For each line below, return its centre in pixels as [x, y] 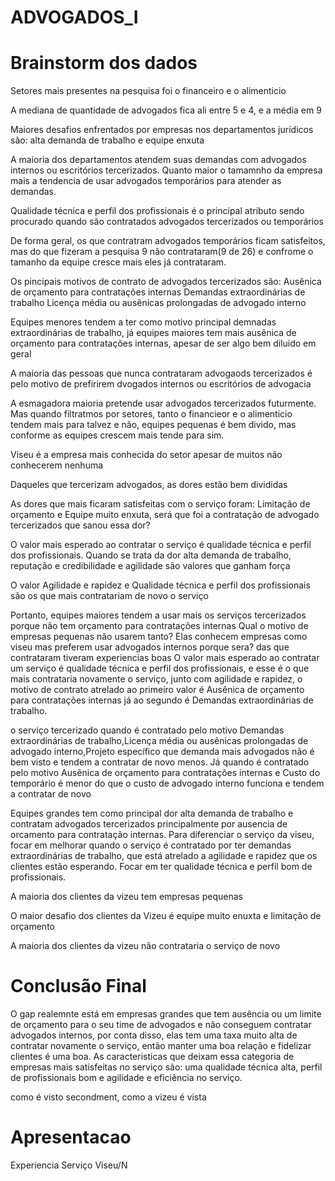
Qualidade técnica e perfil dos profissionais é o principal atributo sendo [157, 211]
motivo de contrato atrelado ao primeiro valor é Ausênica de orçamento [157, 690]
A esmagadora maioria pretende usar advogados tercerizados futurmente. [163, 403]
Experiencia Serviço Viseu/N [69, 1165]
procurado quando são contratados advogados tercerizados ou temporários [167, 222]
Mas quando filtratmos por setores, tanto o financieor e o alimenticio [151, 414]
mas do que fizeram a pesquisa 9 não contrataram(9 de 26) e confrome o [162, 252]
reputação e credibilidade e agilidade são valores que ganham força [150, 566]
